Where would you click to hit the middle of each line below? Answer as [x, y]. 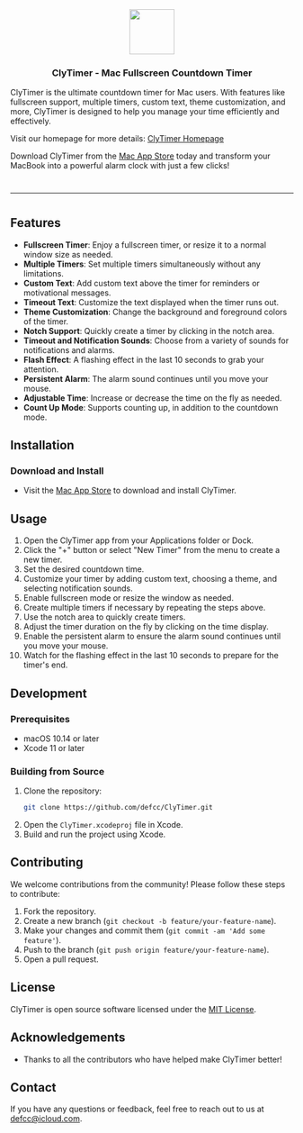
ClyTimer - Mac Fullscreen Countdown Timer [152, 73]
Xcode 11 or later [54, 748]
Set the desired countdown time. [84, 569]
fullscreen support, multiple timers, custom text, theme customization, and [148, 102]
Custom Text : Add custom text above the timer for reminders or [141, 283]
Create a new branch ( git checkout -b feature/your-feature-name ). [150, 920]
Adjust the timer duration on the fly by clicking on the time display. [146, 627]
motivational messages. [67, 293]
